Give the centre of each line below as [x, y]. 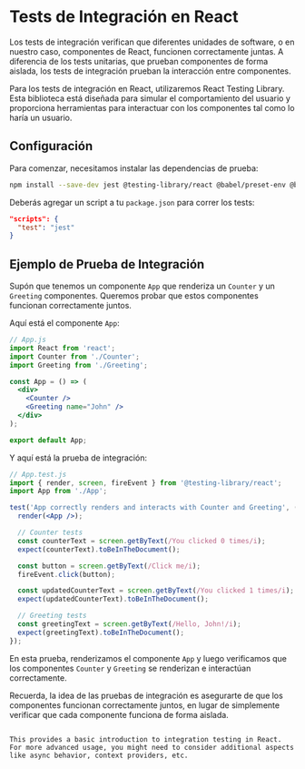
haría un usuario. [41, 117]
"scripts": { [34, 219]
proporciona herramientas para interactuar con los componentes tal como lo [152, 107]
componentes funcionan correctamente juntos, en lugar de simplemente [144, 705]
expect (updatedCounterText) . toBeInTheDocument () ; [113, 599]
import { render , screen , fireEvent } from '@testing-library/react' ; [146, 483]
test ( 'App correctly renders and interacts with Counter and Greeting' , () [156, 508]
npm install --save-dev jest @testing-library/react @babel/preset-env [148, 185]
